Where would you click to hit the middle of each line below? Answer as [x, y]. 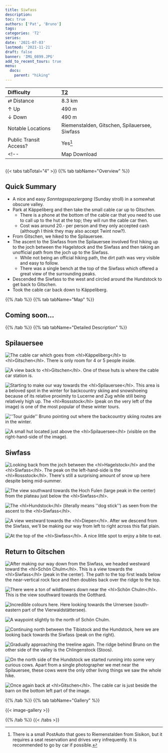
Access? [18, 146]
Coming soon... [30, 315]
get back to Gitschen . [34, 284]
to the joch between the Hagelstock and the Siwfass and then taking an [86, 247]
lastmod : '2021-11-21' [29, 47]
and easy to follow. [39, 263]
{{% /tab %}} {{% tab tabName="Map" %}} [50, 299]
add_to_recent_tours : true [33, 61]
